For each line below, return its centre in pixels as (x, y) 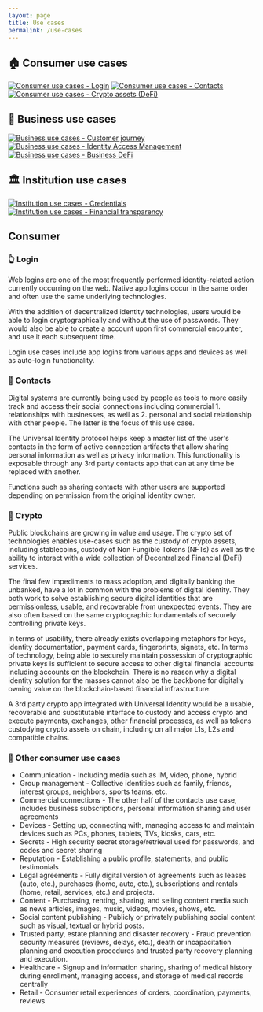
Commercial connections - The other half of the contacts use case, (128, 800)
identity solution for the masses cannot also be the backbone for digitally (126, 680)
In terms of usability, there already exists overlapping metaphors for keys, (127, 639)
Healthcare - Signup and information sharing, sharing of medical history (136, 968)
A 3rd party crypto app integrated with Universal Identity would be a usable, (131, 704)
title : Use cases (37, 23)
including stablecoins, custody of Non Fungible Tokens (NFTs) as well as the (131, 550)
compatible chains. (39, 738)
